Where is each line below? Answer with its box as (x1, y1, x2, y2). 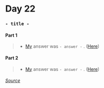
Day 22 (5, 3, 36, 15)
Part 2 (5, 55, 19, 61)
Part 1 (5, 32, 18, 38)
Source (5, 77, 20, 83)
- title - (5, 21, 29, 27)
